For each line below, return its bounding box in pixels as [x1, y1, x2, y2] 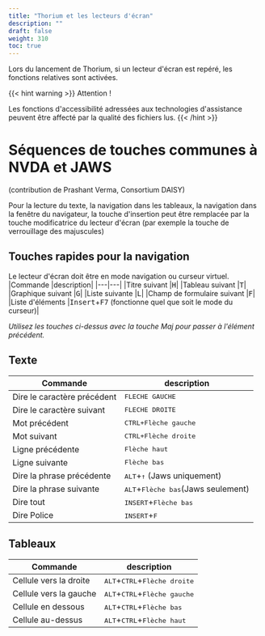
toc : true [8, 42, 42, 50]
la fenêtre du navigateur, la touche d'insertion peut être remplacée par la [8, 210, 250, 219]
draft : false [8, 27, 53, 35]
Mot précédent [12, 418, 69, 429]
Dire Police [12, 509, 54, 520]
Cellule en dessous [12, 600, 85, 612]
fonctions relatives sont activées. [8, 73, 119, 83]
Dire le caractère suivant [12, 404, 105, 415]
